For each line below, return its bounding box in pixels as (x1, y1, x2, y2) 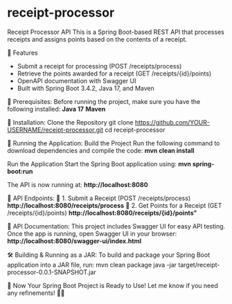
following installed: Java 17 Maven (7, 105, 106, 113)
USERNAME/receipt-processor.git (7, 125, 104, 134)
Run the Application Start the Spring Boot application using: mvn (7, 159, 192, 168)
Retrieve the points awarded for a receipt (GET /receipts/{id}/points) (17, 69, 212, 78)
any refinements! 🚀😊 (7, 289, 65, 297)
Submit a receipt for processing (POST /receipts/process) (17, 62, 182, 70)
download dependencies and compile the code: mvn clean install (7, 146, 195, 154)
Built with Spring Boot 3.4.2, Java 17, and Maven (17, 84, 154, 92)
